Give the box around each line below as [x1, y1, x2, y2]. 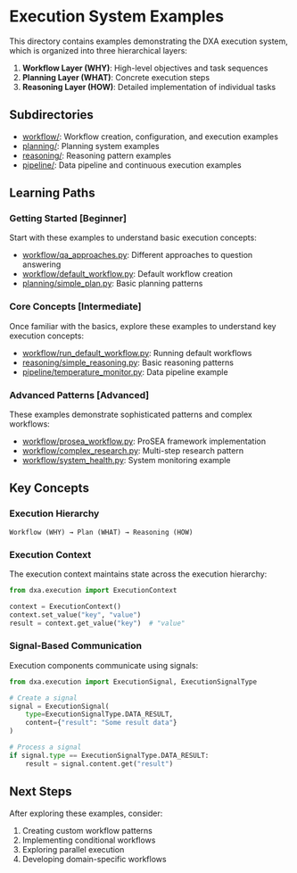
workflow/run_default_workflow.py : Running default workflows [21, 347, 252, 358]
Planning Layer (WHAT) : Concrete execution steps [21, 71, 210, 82]
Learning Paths [9, 186, 95, 201]
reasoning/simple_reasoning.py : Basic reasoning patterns [21, 357, 235, 368]
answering [21, 259, 62, 270]
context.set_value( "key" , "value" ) [9, 610, 142, 619]
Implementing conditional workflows [21, 835, 156, 845]
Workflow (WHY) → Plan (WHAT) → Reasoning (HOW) [9, 528, 194, 536]
